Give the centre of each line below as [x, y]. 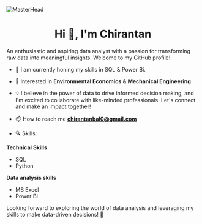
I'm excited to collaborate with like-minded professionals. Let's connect [105, 100]
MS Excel [27, 189]
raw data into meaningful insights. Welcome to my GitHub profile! [88, 58]
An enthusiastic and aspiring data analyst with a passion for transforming [99, 51]
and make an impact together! [53, 106]
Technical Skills [27, 147]
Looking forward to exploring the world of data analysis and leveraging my [100, 207]
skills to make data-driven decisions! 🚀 [55, 214]
